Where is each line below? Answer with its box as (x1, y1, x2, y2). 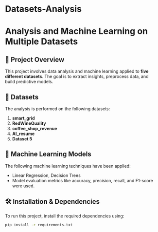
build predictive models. (5, 79, 53, 85)
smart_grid (12, 116, 35, 121)
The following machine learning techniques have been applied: (5, 163, 131, 169)
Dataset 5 (12, 136, 33, 142)
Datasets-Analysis (5, 3, 82, 15)
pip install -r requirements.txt (5, 222, 73, 227)
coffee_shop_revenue (12, 126, 57, 131)
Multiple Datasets (5, 36, 78, 47)
